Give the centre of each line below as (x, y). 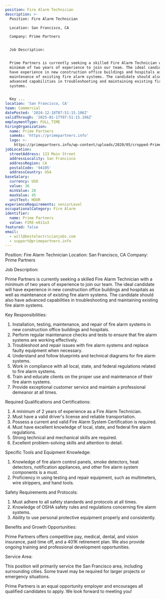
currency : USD (24, 182)
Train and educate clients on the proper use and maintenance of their (82, 377)
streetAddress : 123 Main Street (43, 154)
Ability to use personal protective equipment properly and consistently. (84, 518)
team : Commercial (23, 108)
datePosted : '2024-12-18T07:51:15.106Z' (47, 113)
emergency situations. (27, 577)
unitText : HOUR (25, 200)
